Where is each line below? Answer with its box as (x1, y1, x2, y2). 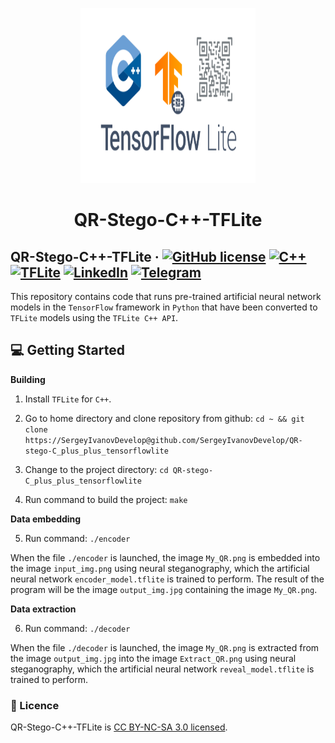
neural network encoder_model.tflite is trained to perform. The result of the (10, 573, 325, 585)
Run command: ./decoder (24, 622, 131, 634)
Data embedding (10, 513, 82, 525)
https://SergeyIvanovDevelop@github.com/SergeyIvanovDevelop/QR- (24, 435, 303, 445)
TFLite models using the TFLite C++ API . (10, 312, 179, 323)
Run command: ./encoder (24, 532, 131, 544)
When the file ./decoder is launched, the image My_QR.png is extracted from (10, 641, 320, 653)
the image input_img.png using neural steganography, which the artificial (10, 562, 310, 574)
